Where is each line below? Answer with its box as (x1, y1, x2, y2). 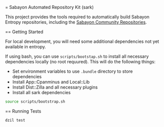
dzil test (5, 118, 26, 123)
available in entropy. (5, 44, 46, 49)
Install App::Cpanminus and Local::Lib (12, 79, 90, 85)
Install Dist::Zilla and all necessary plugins (12, 84, 98, 90)
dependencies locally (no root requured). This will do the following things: (5, 59, 156, 64)
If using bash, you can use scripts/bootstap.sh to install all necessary (5, 53, 149, 59)
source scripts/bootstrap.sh (5, 99, 65, 104)
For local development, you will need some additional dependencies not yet (5, 38, 160, 44)
